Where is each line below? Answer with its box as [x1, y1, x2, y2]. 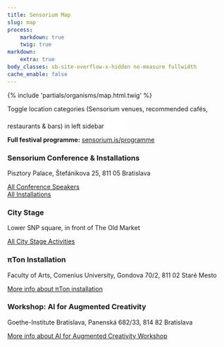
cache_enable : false [7, 70, 68, 77]
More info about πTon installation [7, 284, 104, 293]
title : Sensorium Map [7, 11, 71, 18]
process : [7, 26, 33, 33]
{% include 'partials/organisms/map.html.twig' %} [7, 91, 153, 99]
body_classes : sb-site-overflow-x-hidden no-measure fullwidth [7, 63, 197, 70]
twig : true [20, 41, 52, 49]
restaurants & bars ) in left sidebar [7, 122, 104, 130]
